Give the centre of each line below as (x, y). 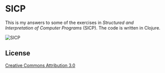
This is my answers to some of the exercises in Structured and (69, 22)
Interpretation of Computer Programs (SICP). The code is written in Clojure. (83, 27)
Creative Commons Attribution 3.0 (40, 65)
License (18, 53)
